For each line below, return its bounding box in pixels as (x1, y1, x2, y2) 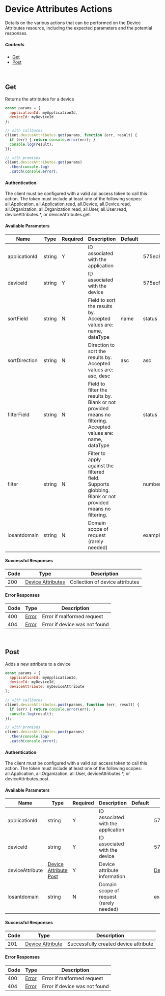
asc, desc (88, 372, 110, 379)
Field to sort (88, 296, 116, 303)
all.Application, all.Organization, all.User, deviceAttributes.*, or (5, 771, 130, 776)
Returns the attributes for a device (5, 96, 75, 102)
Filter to (88, 450, 106, 456)
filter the (88, 386, 108, 393)
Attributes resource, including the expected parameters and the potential (5, 25, 152, 31)
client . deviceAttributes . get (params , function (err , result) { (5, 133, 137, 138)
